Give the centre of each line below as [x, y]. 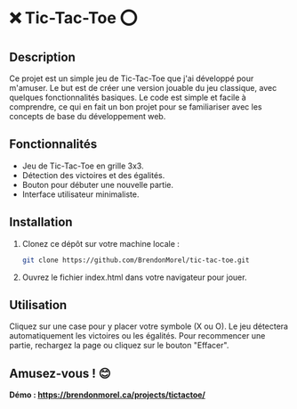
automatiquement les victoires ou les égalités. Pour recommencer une [137, 336]
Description [42, 57]
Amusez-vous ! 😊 [60, 373]
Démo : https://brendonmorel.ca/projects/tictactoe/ [108, 395]
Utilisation [38, 305]
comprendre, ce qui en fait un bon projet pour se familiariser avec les [136, 107]
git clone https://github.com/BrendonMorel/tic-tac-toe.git [136, 260]
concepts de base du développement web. [88, 116]
